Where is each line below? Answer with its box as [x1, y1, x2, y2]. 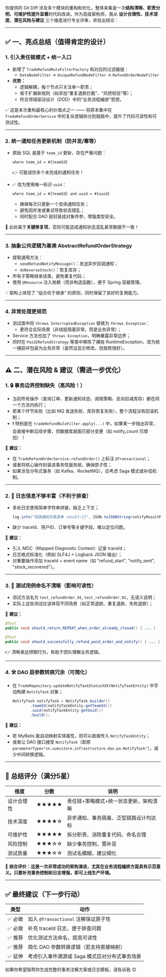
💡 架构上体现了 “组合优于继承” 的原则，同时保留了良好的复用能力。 [5, 290, 141, 296]
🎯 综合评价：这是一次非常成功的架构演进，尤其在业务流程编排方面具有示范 [5, 863, 157, 869]
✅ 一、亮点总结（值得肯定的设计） [5, 38, 110, 46]
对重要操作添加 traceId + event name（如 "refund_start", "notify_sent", [12, 558, 156, 564]
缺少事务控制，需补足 [67, 840, 117, 847]
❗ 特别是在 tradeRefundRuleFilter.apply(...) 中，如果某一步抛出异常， [12, 421, 158, 427]
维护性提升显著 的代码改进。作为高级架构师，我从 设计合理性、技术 [18, 11, 154, 17]
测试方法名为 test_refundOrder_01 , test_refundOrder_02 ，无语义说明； [12, 595, 157, 601]
